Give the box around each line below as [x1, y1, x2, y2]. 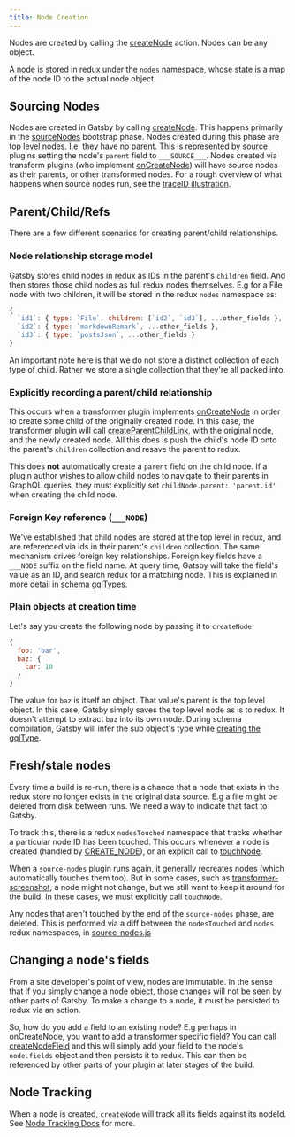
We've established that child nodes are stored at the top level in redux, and [9, 532, 282, 542]
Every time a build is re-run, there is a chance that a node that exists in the [9, 781, 280, 792]
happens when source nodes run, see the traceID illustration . [9, 179, 231, 189]
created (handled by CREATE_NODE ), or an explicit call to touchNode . [9, 846, 263, 857]
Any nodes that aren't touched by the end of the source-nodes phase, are [9, 908, 275, 918]
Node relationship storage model [9, 250, 153, 262]
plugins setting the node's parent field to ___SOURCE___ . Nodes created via [9, 150, 278, 161]
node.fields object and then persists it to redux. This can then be [9, 1049, 247, 1060]
